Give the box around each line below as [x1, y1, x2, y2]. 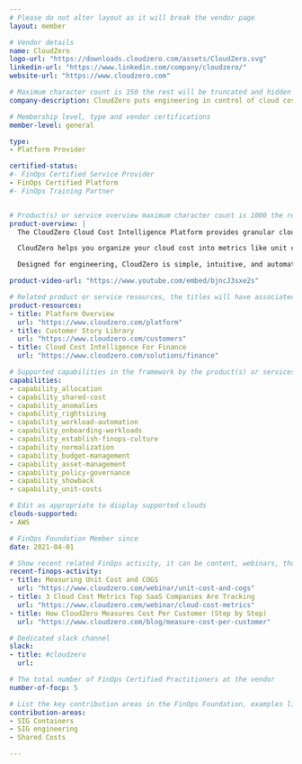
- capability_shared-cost [9, 393, 106, 402]
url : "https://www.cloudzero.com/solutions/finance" [17, 351, 219, 360]
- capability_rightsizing [9, 409, 106, 419]
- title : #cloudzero [9, 650, 87, 659]
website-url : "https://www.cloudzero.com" [9, 71, 171, 81]
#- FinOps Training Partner [9, 186, 115, 196]
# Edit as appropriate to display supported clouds [9, 501, 207, 510]
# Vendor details [9, 38, 75, 47]
